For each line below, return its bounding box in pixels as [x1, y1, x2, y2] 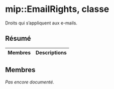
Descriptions [35, 49, 67, 56]
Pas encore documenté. [5, 79, 54, 85]
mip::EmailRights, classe [5, 3, 110, 15]
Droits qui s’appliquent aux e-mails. [5, 20, 78, 26]
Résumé [5, 34, 31, 43]
